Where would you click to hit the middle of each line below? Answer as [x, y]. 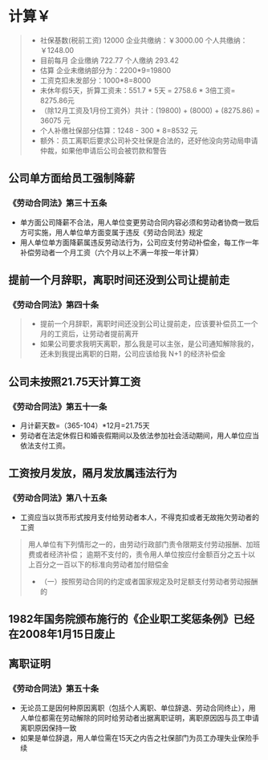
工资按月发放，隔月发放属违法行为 [93, 473]
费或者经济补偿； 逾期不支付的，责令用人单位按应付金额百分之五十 [138, 554]
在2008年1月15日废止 [62, 634]
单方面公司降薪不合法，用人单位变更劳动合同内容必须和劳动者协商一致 [136, 222]
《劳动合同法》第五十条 [53, 689]
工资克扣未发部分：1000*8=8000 [95, 80]
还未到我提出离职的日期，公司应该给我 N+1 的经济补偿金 [133, 354]
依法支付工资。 [45, 445]
